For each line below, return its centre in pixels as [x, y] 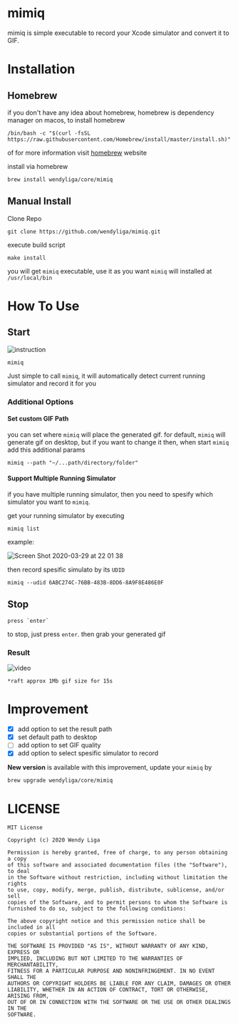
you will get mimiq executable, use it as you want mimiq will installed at [110, 271]
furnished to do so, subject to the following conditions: [97, 909]
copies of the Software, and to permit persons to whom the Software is [118, 903]
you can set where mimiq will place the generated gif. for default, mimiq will [117, 434]
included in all [31, 928]
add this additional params [46, 450]
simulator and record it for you [52, 383]
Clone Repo [25, 218]
